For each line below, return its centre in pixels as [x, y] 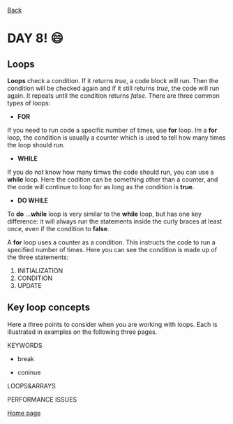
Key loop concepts [49, 308]
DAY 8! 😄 [36, 38]
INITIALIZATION [40, 271]
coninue [29, 372]
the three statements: [38, 257]
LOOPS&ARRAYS [31, 386]
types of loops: [29, 103]
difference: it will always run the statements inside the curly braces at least [115, 221]
